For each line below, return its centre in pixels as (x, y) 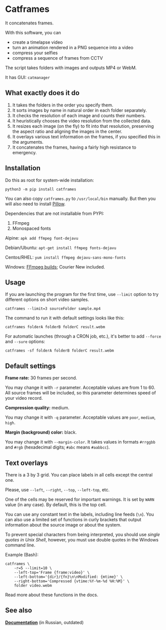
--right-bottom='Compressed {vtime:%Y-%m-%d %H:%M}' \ (72, 581)
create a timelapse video (37, 42)
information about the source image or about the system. (63, 525)
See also (19, 610)
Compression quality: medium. (37, 408)
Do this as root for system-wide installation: (50, 180)
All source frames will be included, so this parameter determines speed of (81, 393)
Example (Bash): (22, 555)
